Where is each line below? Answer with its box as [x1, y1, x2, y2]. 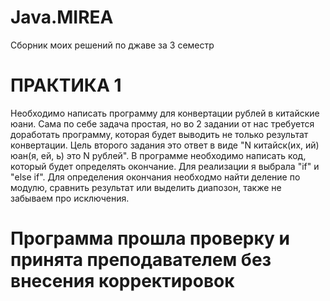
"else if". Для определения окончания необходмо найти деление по [10, 171, 301, 183]
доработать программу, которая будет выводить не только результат [10, 128, 309, 140]
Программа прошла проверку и [10, 227, 290, 250]
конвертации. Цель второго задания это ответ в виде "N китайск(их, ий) [10, 139, 320, 151]
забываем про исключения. [10, 192, 130, 204]
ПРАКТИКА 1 [10, 74, 122, 97]
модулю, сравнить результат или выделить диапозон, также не [10, 181, 282, 193]
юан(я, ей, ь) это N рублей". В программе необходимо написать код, [10, 149, 307, 161]
